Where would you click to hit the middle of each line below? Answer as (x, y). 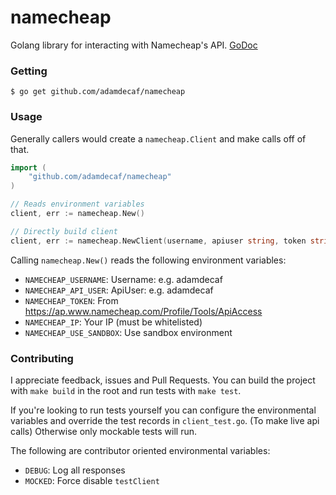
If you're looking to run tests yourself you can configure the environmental (163, 410)
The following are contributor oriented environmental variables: (140, 450)
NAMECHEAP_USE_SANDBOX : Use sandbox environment (128, 332)
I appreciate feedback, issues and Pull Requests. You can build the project (163, 380)
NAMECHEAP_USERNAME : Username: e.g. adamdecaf (123, 279)
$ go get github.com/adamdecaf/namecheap (98, 92)
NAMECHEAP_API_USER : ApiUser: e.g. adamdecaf (119, 290)
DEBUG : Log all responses (75, 470)
